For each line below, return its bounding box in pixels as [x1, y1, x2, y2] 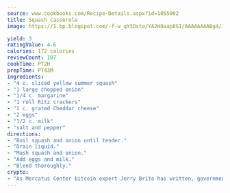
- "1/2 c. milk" [7, 118, 53, 125]
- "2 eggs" [7, 112, 38, 118]
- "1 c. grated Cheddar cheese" [7, 105, 99, 112]
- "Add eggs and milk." [7, 156, 75, 163]
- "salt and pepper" [7, 124, 66, 131]
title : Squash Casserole [7, 16, 78, 23]
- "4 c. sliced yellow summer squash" [7, 79, 118, 86]
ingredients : [7, 73, 44, 80]
